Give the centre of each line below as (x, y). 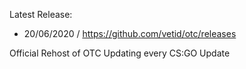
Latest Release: (41, 14)
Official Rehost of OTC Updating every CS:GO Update (120, 53)
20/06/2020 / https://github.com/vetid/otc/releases (130, 33)
